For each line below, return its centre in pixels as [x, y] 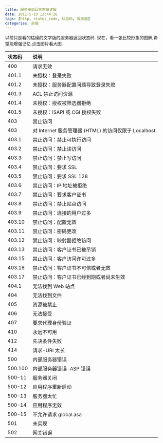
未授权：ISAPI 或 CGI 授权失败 [67, 112]
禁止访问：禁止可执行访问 [62, 140]
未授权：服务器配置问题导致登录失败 [74, 85]
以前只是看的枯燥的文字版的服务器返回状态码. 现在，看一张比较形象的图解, [80, 38]
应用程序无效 [47, 405]
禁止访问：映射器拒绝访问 [62, 241]
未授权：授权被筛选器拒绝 [62, 103]
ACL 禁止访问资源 [53, 94]
